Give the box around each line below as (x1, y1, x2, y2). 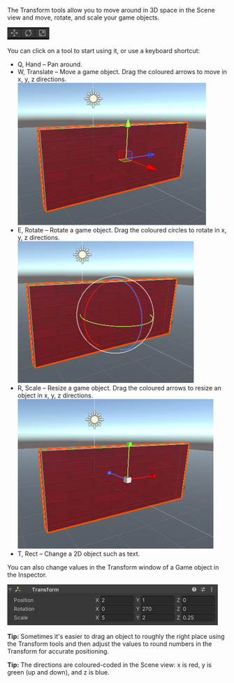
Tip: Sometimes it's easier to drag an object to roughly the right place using (7, 633, 225, 640)
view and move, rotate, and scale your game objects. (7, 13, 160, 22)
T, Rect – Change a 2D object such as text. (17, 549, 140, 558)
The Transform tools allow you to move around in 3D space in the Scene (7, 6, 215, 14)
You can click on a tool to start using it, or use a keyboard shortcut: (7, 47, 200, 55)
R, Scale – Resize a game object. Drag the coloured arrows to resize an (17, 384, 221, 392)
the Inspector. (7, 570, 47, 579)
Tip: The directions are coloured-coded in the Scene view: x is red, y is (7, 661, 212, 669)
